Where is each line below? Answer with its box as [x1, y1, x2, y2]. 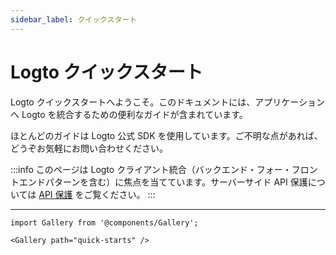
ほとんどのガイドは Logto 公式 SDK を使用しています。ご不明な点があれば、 [10, 129, 323, 141]
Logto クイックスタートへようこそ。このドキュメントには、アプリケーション [10, 96, 325, 108]
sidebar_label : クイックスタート [10, 14, 138, 25]
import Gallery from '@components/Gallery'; [10, 217, 199, 228]
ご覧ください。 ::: [83, 188, 156, 200]
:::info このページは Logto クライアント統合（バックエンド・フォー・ [10, 163, 292, 175]
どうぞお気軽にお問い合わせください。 [10, 142, 168, 154]
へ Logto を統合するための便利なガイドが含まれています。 [10, 108, 248, 120]
